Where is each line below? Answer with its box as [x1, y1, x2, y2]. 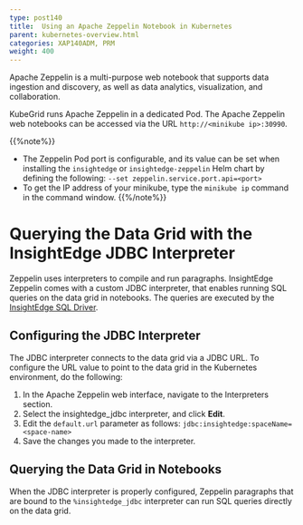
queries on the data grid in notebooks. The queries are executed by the [9, 292, 275, 304]
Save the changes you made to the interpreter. [22, 435, 196, 446]
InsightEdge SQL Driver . [9, 302, 99, 313]
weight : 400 [9, 47, 54, 56]
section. [22, 398, 53, 409]
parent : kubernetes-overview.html [9, 30, 140, 39]
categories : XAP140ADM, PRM [9, 38, 116, 48]
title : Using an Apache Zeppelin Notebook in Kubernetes [9, 22, 232, 31]
